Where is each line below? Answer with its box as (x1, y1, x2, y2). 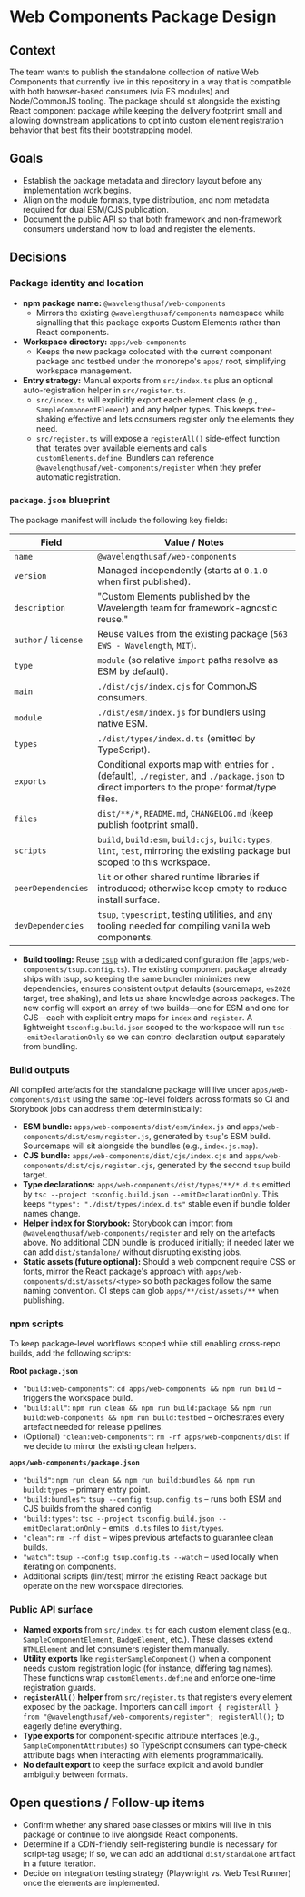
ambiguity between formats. (22, 1769, 129, 1780)
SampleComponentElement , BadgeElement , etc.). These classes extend (22, 1634, 274, 1644)
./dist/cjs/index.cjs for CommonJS (96, 680, 258, 692)
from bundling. (22, 1040, 78, 1051)
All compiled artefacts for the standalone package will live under (9, 1084, 251, 1096)
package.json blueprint (9, 493, 111, 506)
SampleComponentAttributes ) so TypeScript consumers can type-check (22, 1740, 288, 1751)
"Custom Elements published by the (96, 590, 251, 602)
